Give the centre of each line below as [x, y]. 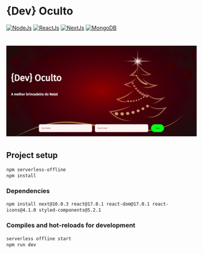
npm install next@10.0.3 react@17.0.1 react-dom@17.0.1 [78, 204]
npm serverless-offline [36, 170]
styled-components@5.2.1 [70, 210]
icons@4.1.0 [21, 210]
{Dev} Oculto [40, 11]
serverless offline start [39, 239]
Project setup [32, 155]
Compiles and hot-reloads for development [71, 226]
